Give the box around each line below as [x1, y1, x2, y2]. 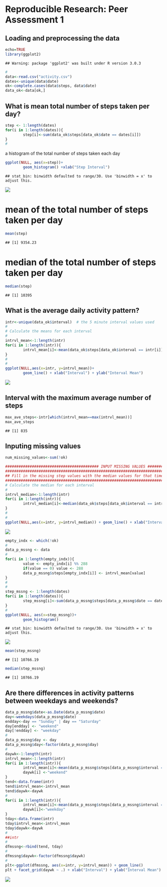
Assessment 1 [5, 14, 64, 25]
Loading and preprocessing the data [5, 34, 120, 42]
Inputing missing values [5, 442, 81, 450]
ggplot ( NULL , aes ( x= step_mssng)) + [5, 612, 77, 617]
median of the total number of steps [5, 257, 157, 268]
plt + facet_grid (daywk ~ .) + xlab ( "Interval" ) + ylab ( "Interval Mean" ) [5, 867, 162, 873]
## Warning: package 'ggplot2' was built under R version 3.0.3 [5, 61, 141, 66]
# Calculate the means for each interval [5, 329, 92, 334]
